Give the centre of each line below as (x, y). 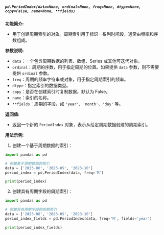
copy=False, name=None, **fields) (40, 11)
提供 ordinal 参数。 (32, 73)
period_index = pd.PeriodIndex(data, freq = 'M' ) (55, 173)
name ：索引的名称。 (32, 97)
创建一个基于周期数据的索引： (42, 145)
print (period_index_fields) (34, 227)
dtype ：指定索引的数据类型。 (41, 85)
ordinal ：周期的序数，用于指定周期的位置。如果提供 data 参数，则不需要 (85, 67)
